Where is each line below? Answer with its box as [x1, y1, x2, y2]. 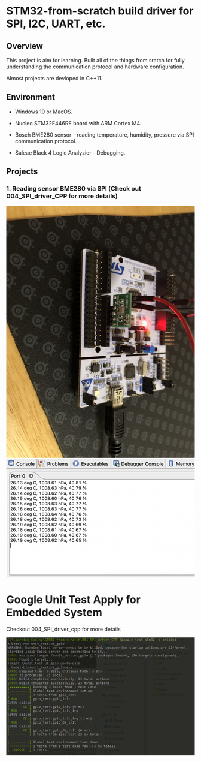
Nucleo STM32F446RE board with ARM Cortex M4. [14, 119, 142, 127]
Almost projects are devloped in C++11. [6, 75, 103, 82]
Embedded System [6, 606, 103, 619]
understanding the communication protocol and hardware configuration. [6, 63, 184, 70]
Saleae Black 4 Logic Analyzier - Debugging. [14, 149, 126, 156]
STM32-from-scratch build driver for [6, 4, 194, 18]
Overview [6, 41, 44, 51]
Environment [6, 92, 56, 103]
